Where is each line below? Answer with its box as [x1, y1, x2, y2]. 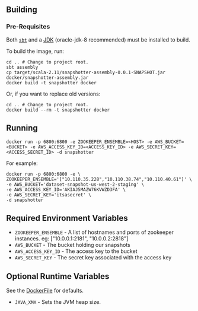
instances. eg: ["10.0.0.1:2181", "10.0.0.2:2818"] [14, 235, 129, 242]
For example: [6, 160, 39, 167]
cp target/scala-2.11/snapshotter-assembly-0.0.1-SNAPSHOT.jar [6, 69, 166, 75]
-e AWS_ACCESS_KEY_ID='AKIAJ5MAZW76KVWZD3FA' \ [6, 186, 126, 192]
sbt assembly [6, 64, 39, 70]
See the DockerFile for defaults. [6, 287, 84, 294]
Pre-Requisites [6, 23, 50, 31]
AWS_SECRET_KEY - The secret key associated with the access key [14, 254, 172, 261]
